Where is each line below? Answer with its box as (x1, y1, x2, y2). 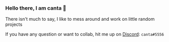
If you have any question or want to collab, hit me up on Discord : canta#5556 (5, 31, 164, 37)
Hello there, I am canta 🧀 (5, 5, 66, 12)
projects (5, 21, 23, 27)
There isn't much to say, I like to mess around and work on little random (5, 16, 155, 22)
